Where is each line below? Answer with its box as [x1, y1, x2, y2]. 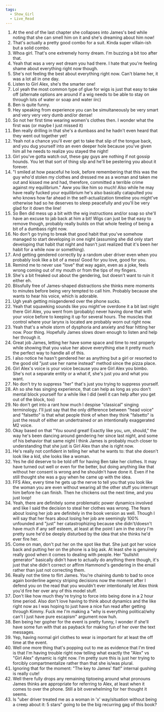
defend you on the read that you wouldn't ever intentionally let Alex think [12, 583, 159, 589]
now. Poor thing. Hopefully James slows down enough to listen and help [12, 329, 158, 335]
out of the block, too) [12, 397, 55, 402]
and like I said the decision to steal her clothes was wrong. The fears [12, 505, 150, 511]
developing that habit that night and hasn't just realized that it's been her [12, 241, 159, 247]
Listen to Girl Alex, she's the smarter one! [12, 81, 96, 87]
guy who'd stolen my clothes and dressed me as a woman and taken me [12, 174, 158, 180]
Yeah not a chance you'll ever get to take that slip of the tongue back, [12, 138, 152, 144]
